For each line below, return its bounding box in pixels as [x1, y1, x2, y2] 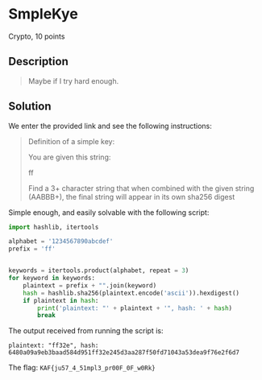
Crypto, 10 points [8, 31, 65, 41]
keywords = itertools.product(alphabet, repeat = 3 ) [8, 266, 189, 275]
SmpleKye [8, 5, 78, 23]
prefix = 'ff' [8, 245, 56, 254]
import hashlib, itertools [8, 223, 99, 231]
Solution [8, 100, 52, 114]
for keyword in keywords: [8, 275, 95, 283]
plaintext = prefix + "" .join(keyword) [23, 281, 157, 290]
